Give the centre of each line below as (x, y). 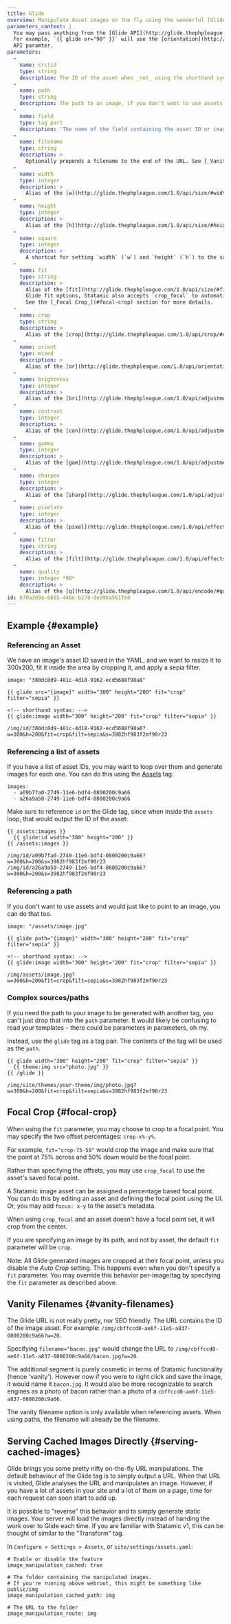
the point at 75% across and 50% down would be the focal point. (99, 1157)
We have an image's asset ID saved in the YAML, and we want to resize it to (114, 660)
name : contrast (41, 411)
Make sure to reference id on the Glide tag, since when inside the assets (110, 812)
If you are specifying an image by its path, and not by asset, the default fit (113, 1240)
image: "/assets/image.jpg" (47, 926)
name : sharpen (40, 476)
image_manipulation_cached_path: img (61, 1596)
